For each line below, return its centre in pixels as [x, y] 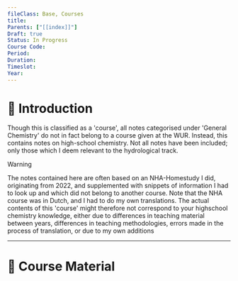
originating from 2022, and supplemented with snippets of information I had [118, 186]
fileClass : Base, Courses [45, 14]
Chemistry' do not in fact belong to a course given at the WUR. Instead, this [118, 136]
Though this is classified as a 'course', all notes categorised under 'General [117, 128]
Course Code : [27, 47]
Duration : [22, 60]
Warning [19, 165]
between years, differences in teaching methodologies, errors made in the [115, 224]
